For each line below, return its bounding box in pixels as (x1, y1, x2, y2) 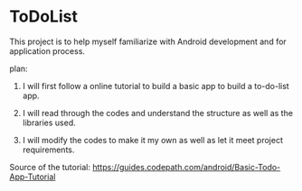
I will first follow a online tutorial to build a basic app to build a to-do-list (22, 80, 289, 91)
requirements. (22, 144, 75, 155)
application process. (9, 45, 86, 56)
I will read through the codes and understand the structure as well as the (22, 107, 294, 118)
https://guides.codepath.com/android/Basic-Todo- (91, 161, 281, 172)
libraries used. (22, 117, 77, 128)
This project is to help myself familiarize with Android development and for (9, 36, 287, 47)
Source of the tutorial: (9, 161, 91, 172)
